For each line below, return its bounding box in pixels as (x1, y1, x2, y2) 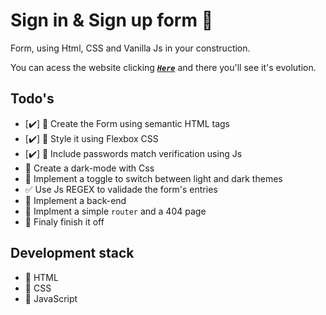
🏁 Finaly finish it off (24, 215, 105, 228)
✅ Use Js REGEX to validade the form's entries (24, 183, 218, 195)
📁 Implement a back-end (24, 194, 127, 206)
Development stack (10, 245, 135, 262)
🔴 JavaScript (24, 292, 78, 304)
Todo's (10, 90, 55, 108)
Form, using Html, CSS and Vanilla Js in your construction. (10, 42, 251, 54)
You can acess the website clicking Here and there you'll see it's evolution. (10, 61, 317, 73)
